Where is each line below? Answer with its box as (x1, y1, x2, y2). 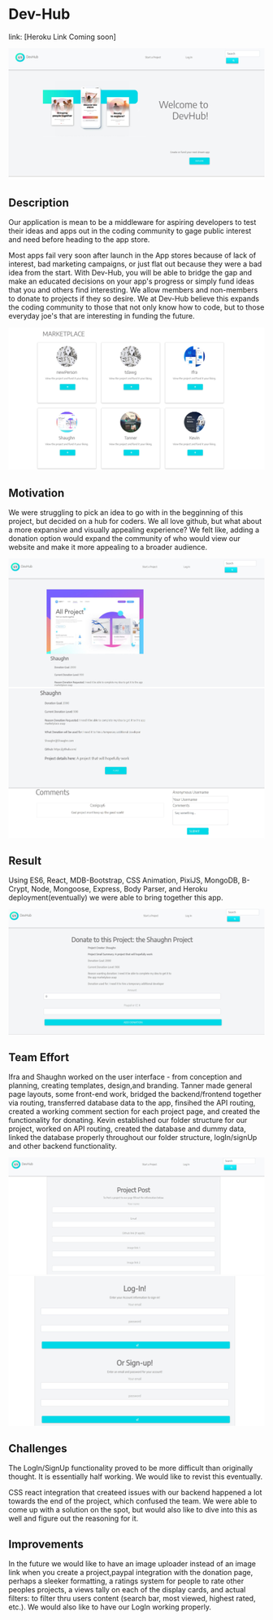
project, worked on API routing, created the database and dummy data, (8, 1124, 246, 1134)
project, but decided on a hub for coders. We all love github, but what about (8, 517, 262, 526)
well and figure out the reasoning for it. (8, 1513, 139, 1524)
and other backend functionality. (8, 1142, 118, 1151)
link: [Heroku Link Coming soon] (8, 32, 116, 42)
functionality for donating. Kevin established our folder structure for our (8, 1116, 248, 1125)
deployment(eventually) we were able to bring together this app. (8, 893, 223, 903)
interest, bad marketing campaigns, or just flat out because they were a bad (8, 259, 262, 269)
